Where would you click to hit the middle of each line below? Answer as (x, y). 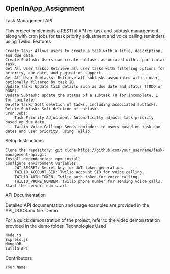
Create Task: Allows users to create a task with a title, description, (84, 51)
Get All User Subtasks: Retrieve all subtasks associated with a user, (83, 78)
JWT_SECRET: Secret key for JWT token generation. (69, 168)
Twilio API (17, 248)
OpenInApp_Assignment (45, 8)
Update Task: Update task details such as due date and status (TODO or (84, 86)
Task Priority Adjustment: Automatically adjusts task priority (84, 118)
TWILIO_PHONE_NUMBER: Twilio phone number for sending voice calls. (89, 181)
